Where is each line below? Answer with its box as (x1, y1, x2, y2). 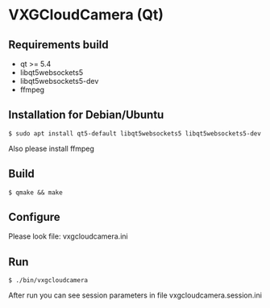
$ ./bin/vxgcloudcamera (8, 277, 89, 285)
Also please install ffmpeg (8, 144, 95, 153)
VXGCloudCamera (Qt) (8, 6, 164, 24)
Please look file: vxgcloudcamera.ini (8, 231, 128, 241)
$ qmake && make (8, 188, 63, 197)
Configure (8, 210, 60, 224)
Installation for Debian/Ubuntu (8, 108, 164, 122)
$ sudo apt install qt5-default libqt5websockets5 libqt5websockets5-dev (8, 129, 262, 138)
